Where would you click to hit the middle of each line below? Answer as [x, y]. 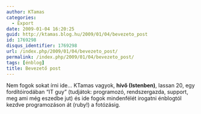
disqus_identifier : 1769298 [42, 46]
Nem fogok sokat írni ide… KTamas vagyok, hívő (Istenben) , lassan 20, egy [101, 85]
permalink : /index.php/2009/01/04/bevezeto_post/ [70, 57]
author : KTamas [26, 12]
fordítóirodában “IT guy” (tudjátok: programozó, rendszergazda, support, [97, 92]
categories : [21, 18]
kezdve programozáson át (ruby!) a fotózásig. [63, 105]
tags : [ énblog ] [26, 62]
